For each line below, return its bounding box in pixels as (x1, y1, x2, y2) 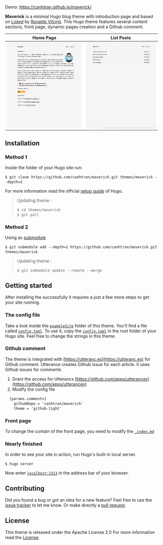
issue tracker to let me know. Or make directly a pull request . (5, 502, 126, 508)
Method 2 (5, 224, 28, 231)
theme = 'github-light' (14, 406, 62, 411)
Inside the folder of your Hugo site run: (5, 165, 82, 171)
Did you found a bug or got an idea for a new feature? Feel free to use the (5, 497, 152, 503)
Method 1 (5, 153, 28, 160)
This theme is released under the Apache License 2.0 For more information (5, 529, 155, 535)
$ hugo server (5, 462, 34, 467)
